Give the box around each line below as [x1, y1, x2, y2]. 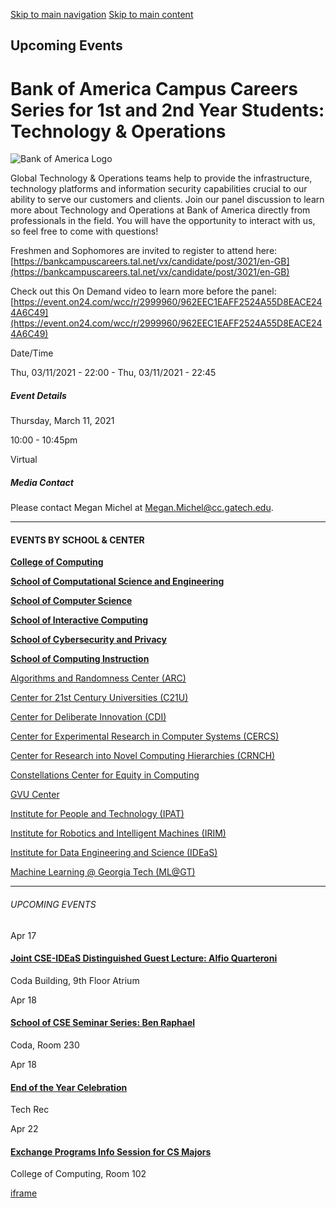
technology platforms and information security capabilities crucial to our [10, 183, 308, 195]
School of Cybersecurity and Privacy [10, 634, 167, 646]
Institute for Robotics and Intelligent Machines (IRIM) [10, 827, 227, 839]
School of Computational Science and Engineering [10, 575, 225, 588]
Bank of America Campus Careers [10, 77, 298, 100]
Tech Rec [10, 1104, 50, 1116]
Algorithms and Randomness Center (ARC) [10, 672, 187, 684]
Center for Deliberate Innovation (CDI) [10, 711, 167, 723]
